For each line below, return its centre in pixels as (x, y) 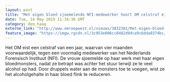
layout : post (19, 10)
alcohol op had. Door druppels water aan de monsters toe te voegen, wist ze (85, 69)
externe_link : (20, 29)
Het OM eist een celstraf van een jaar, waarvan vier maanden (69, 48)
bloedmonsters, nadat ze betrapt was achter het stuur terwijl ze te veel (79, 64)
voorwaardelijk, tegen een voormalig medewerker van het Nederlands (78, 53)
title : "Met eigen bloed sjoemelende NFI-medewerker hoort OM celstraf (82, 15)
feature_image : (21, 33)
